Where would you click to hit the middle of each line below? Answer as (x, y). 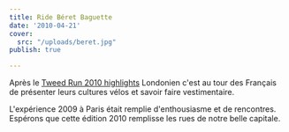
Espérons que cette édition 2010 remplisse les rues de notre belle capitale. (145, 119)
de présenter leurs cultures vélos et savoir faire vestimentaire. (122, 92)
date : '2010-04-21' (45, 26)
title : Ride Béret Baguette (61, 17)
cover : (21, 33)
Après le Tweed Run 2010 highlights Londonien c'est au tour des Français (143, 83)
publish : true (35, 50)
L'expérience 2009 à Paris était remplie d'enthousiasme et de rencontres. (143, 109)
